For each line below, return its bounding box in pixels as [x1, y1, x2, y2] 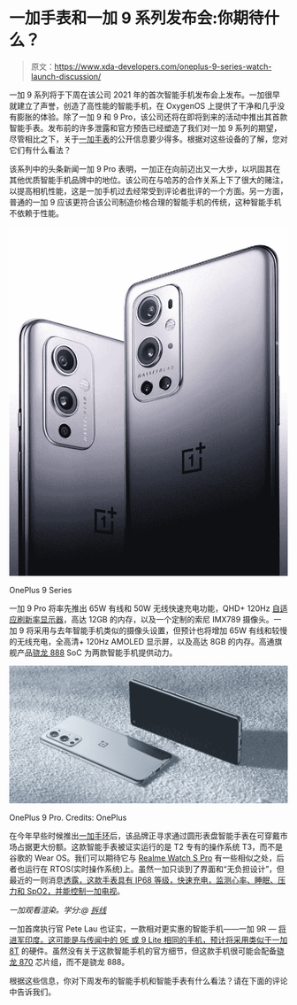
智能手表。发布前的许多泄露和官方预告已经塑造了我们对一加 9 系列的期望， [9, 122, 282, 133]
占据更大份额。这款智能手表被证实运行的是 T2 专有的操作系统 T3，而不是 [16, 842, 284, 853]
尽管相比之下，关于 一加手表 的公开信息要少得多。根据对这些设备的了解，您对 [9, 134, 288, 144]
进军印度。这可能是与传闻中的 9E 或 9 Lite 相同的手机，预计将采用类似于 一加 [9, 935, 288, 946]
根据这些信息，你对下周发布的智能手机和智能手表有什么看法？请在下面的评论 [9, 976, 288, 986]
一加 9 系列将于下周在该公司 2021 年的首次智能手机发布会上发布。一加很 [9, 89, 273, 100]
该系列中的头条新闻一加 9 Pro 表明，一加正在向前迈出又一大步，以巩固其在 [9, 163, 281, 174]
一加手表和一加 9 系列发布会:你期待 [9, 8, 264, 28]
